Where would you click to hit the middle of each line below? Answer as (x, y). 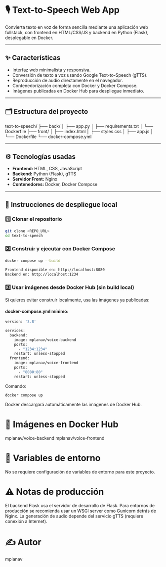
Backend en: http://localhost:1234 (42, 274)
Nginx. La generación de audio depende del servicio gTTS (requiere (74, 516)
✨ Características (33, 58)
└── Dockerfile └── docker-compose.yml (48, 137)
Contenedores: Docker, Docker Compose (55, 185)
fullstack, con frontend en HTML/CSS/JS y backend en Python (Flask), (77, 32)
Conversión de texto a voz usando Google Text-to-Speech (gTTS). (80, 75)
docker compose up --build (33, 261)
